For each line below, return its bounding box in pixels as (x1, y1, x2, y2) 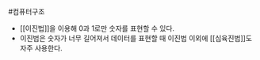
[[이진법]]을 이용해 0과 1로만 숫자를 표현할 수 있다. (19, 24, 175, 33)
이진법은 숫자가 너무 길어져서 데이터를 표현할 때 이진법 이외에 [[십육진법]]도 (19, 34, 252, 43)
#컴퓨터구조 (8, 7, 45, 16)
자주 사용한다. (19, 43, 63, 53)
